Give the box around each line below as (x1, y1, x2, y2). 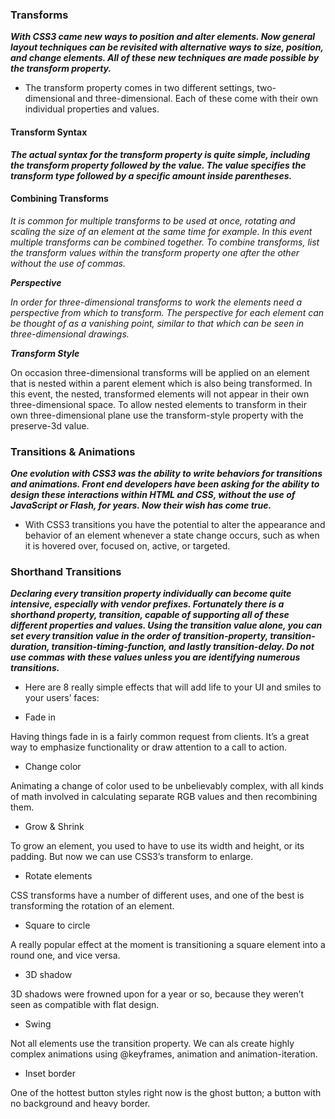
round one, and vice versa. (10, 949, 121, 962)
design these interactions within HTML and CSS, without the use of (10, 489, 296, 500)
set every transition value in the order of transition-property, (10, 630, 268, 642)
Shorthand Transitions (10, 564, 122, 578)
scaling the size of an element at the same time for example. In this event (10, 225, 313, 237)
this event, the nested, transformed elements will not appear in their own (10, 388, 310, 400)
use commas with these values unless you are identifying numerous (10, 651, 301, 663)
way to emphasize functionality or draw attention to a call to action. (10, 741, 288, 753)
